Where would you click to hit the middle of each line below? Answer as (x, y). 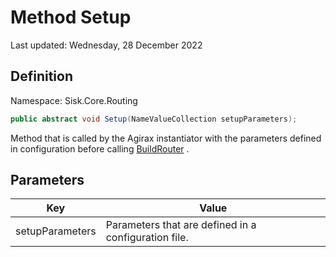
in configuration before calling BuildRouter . (100, 148)
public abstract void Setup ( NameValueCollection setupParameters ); (154, 119)
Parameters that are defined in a (181, 225)
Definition (41, 76)
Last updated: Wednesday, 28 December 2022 (106, 45)
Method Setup (71, 17)
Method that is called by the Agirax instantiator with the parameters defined (166, 138)
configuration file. (147, 238)
